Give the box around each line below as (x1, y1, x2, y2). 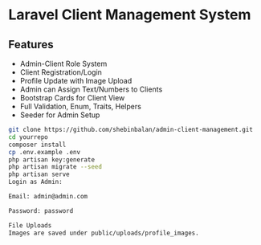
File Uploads (8, 221, 52, 230)
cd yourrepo (8, 133, 48, 141)
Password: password (8, 206, 74, 214)
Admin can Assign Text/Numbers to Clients (19, 84, 163, 94)
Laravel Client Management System (8, 6, 251, 24)
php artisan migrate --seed (8, 163, 103, 171)
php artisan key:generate (8, 155, 95, 164)
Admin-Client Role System (19, 59, 108, 68)
